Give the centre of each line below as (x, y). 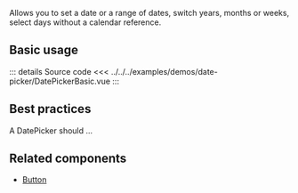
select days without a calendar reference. (85, 22)
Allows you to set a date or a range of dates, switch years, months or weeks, (149, 13)
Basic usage (44, 50)
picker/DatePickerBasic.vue (60, 81)
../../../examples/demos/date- (164, 71)
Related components (68, 159)
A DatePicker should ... (51, 130)
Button (34, 180)
